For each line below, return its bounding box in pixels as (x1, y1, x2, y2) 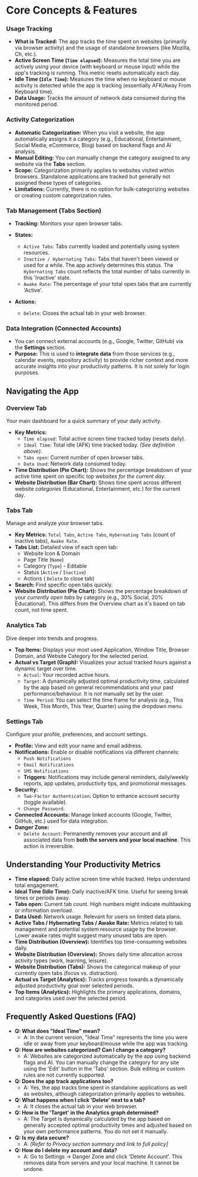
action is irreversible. (23, 842, 75, 849)
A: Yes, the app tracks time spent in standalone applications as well (23, 1084, 187, 1091)
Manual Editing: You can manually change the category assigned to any (14, 154, 190, 161)
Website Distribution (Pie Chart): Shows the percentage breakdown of (14, 588, 188, 595)
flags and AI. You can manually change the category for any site (23, 1058, 179, 1066)
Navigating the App (6, 386, 79, 396)
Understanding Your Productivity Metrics (6, 860, 161, 870)
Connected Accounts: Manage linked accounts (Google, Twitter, (14, 811, 173, 818)
